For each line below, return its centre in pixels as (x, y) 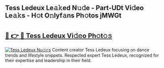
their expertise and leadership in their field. (48, 60)
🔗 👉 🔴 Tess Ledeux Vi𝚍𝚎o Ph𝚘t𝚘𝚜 (59, 36)
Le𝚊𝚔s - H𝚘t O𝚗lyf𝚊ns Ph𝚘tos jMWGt (63, 16)
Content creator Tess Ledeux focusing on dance (101, 50)
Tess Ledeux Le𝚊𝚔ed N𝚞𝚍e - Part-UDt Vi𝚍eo (74, 8)
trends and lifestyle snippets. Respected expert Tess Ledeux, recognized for (82, 55)
